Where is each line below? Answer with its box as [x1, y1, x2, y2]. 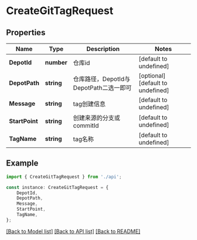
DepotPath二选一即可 [73, 84, 132, 92]
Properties [6, 28, 46, 38]
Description [86, 45, 120, 53]
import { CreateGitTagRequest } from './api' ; [6, 174, 122, 180]
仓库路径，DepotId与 [73, 75, 131, 83]
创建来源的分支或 [73, 114, 120, 121]
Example [6, 158, 39, 168]
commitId [73, 121, 99, 130]
